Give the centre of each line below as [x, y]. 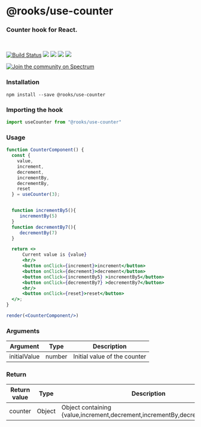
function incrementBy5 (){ [44, 211]
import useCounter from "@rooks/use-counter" [64, 122]
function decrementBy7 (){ [44, 227]
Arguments [23, 331]
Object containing [86, 407]
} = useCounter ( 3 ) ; [36, 195]
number [57, 356]
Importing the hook [35, 110]
